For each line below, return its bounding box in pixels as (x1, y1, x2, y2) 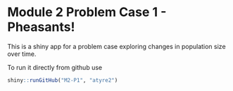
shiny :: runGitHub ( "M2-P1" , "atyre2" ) (7, 76, 118, 84)
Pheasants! (7, 19, 75, 35)
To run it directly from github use (7, 63, 103, 71)
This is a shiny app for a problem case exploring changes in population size (7, 42, 227, 50)
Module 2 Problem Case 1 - (7, 4, 167, 20)
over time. (7, 50, 37, 58)
